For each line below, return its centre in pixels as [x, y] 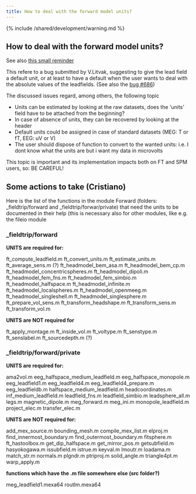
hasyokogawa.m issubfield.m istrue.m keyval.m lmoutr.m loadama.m [88, 449]
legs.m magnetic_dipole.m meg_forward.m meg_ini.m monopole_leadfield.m [98, 401]
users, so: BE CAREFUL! [35, 168]
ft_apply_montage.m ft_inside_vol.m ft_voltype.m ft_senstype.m [82, 331]
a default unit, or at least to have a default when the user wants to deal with [97, 78]
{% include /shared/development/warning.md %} [65, 28]
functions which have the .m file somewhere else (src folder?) [83, 473]
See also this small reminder [40, 61]
